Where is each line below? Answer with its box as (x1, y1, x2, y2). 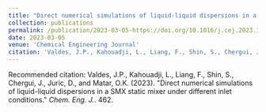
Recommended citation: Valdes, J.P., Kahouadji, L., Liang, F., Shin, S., (8, 70, 234, 79)
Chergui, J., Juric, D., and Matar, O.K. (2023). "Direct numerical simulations (8, 78, 253, 88)
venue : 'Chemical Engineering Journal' (8, 41, 140, 49)
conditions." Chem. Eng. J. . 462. (8, 95, 113, 104)
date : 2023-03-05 (8, 33, 66, 42)
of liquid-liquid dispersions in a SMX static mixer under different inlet (8, 87, 232, 95)
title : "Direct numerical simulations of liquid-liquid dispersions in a (8, 11, 257, 20)
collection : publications (8, 19, 93, 27)
